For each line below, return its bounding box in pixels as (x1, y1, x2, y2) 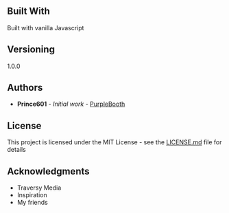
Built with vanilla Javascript (7, 23, 84, 32)
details (7, 146, 26, 154)
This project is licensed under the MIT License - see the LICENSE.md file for (7, 138, 222, 146)
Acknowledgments (7, 165, 91, 177)
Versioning (7, 44, 55, 56)
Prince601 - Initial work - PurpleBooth (16, 100, 125, 109)
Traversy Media (16, 183, 62, 192)
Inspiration (16, 191, 47, 199)
